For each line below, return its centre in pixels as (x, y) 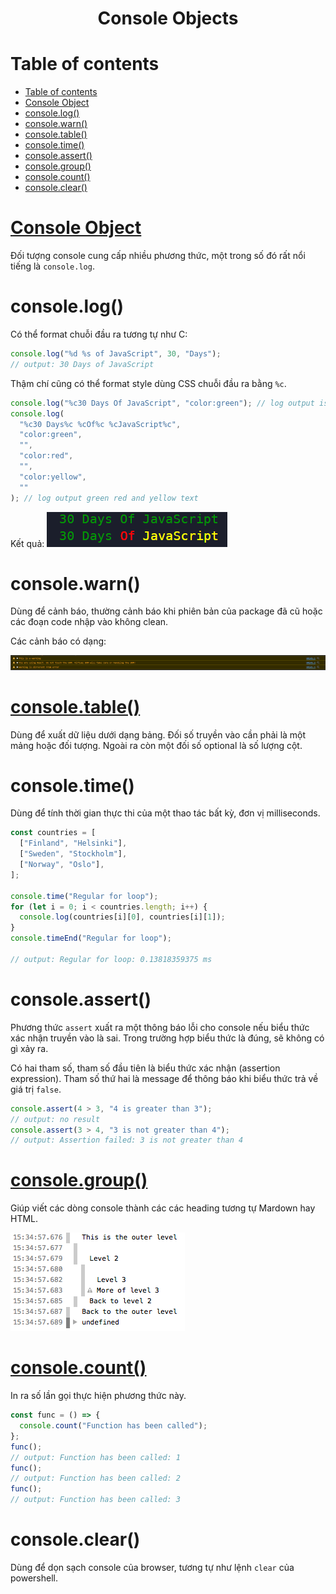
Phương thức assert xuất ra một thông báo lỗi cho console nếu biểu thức (160, 1027)
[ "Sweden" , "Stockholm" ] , (73, 854)
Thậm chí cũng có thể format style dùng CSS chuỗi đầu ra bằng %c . (148, 383)
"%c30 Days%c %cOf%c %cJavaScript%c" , (100, 424)
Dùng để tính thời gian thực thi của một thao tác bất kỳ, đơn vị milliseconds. (165, 813)
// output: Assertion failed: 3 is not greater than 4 (127, 1140)
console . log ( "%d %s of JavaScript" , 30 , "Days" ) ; (116, 354)
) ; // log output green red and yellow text (104, 498)
